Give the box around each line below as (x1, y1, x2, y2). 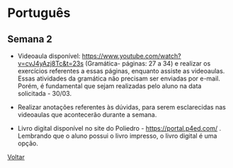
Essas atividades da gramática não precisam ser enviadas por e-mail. (17, 74, 221, 83)
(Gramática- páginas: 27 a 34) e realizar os (84, 59, 211, 68)
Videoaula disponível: (17, 52, 81, 60)
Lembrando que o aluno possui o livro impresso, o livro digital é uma (17, 132, 217, 140)
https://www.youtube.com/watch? (81, 52, 182, 60)
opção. (17, 139, 39, 148)
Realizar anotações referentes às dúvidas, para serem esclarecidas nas (17, 103, 227, 111)
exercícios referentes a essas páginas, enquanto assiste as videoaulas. (17, 67, 225, 75)
